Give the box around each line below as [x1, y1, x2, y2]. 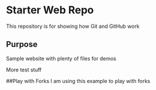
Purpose [6, 39, 38, 49]
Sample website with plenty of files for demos [6, 55, 117, 62]
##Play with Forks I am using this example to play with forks [6, 77, 151, 84]
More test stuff [6, 66, 42, 73]
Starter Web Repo [6, 3, 94, 17]
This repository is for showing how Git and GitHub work [6, 23, 140, 30]
